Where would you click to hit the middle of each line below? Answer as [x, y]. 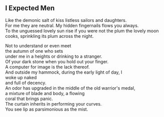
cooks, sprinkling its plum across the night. [49, 36]
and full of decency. [26, 83]
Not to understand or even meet [38, 46]
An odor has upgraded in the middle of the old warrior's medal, [70, 88]
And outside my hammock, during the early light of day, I [64, 72]
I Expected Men [30, 8]
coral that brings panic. [29, 99]
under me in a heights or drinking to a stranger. [54, 56]
